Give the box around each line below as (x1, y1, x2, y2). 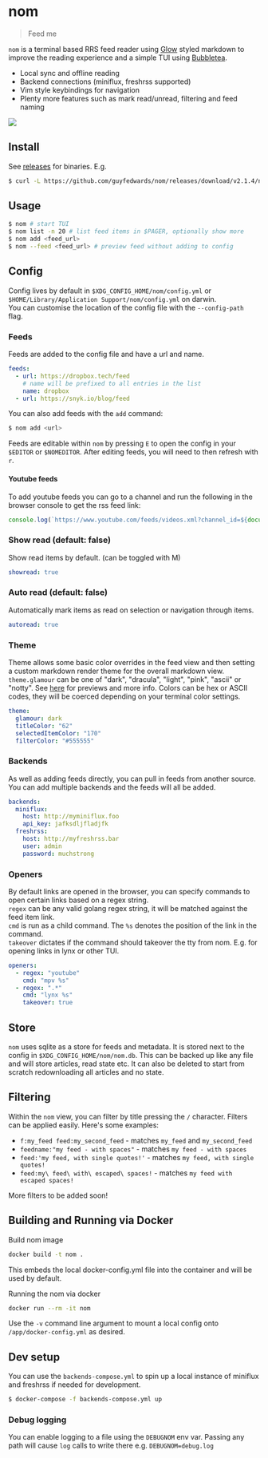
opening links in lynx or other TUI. (8, 945, 120, 956)
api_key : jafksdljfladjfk (22, 820, 109, 828)
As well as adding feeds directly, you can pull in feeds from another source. (8, 774, 257, 783)
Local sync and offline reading (19, 68, 120, 77)
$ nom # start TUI (8, 220, 69, 228)
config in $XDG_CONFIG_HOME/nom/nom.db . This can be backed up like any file (8, 1051, 254, 1060)
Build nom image (8, 1234, 64, 1244)
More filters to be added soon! (8, 1191, 108, 1200)
